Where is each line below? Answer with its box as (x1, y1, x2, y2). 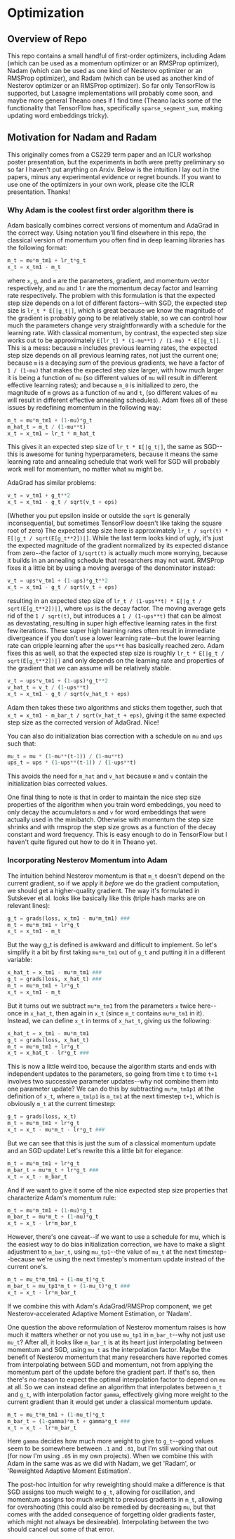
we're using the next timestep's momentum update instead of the (36, 1255, 226, 1264)
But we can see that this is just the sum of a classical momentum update (7, 1138, 216, 1147)
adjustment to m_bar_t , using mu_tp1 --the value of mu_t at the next (7, 1247, 198, 1256)
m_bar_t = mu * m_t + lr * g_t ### (7, 1167, 99, 1174)
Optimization (7, 5, 84, 21)
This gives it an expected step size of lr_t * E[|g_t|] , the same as (7, 443, 203, 451)
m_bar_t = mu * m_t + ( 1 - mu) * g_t (7, 1214, 99, 1221)
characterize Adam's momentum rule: (7, 1193, 116, 1202)
